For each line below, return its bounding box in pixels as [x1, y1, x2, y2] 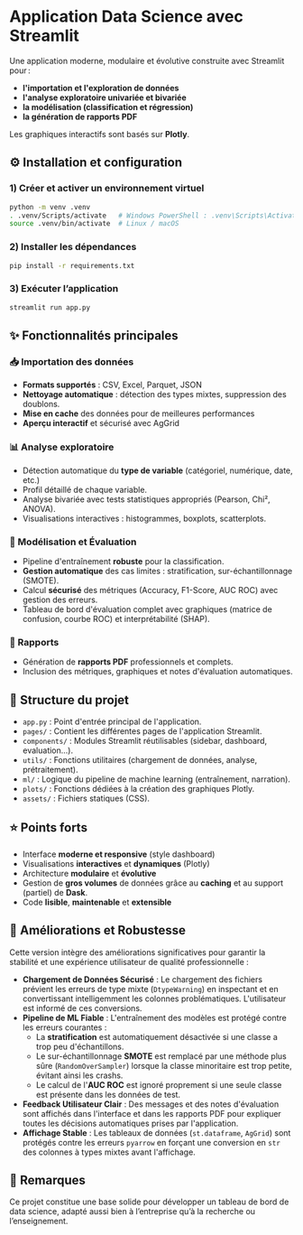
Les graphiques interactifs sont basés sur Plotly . [9, 128, 190, 139]
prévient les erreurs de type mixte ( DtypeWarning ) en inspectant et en [22, 983, 279, 994]
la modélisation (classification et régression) [22, 101, 194, 112]
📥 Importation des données [9, 355, 134, 367]
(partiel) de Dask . [22, 887, 88, 897]
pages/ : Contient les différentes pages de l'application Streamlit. [22, 725, 262, 737]
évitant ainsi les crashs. [35, 1070, 124, 1081]
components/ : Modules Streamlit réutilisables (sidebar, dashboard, [22, 735, 268, 746]
